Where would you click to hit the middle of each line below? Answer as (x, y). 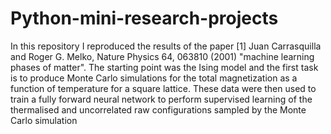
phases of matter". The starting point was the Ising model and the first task (164, 67)
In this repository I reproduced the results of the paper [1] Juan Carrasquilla (166, 46)
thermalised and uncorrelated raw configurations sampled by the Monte (158, 109)
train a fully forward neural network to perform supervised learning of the (161, 99)
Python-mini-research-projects (144, 18)
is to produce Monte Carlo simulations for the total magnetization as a (154, 78)
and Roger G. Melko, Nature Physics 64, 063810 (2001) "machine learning (162, 56)
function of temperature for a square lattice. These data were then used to (163, 88)
